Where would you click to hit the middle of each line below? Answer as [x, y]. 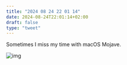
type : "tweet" [24, 28]
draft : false [22, 22]
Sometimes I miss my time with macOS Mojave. [64, 45]
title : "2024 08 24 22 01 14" [43, 11]
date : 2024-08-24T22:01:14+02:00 [47, 17]
